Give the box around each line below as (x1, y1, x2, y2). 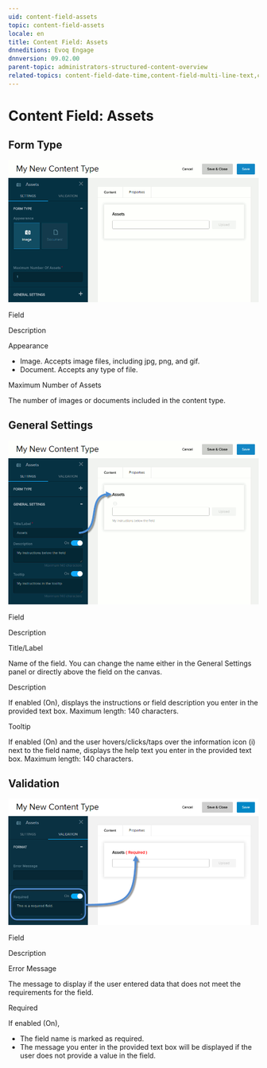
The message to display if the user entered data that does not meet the (8, 979, 241, 989)
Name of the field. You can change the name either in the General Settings (8, 658, 252, 668)
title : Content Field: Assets (8, 38, 109, 46)
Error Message (8, 964, 57, 973)
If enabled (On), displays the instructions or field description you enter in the (8, 697, 258, 707)
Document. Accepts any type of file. (19, 365, 138, 375)
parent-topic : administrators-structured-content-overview (8, 64, 208, 72)
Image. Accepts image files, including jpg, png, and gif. (19, 356, 200, 366)
